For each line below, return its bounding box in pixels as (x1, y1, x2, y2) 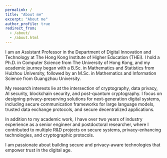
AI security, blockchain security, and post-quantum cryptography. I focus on (5, 90, 162, 96)
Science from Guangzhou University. (5, 75, 81, 81)
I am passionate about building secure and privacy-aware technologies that (5, 141, 161, 147)
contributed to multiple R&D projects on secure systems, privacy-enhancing (5, 126, 161, 132)
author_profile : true (5, 21, 50, 26)
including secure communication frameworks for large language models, (5, 101, 155, 107)
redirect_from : (5, 26, 37, 31)
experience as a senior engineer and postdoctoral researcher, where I (5, 121, 149, 127)
